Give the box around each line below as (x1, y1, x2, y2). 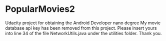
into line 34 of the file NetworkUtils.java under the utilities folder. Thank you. (5, 30, 162, 36)
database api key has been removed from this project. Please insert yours (5, 25, 157, 31)
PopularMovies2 (5, 3, 75, 15)
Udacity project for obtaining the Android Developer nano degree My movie (5, 20, 161, 26)
